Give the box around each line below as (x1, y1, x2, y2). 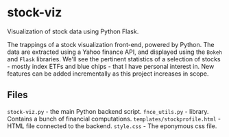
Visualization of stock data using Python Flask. (7, 27, 139, 35)
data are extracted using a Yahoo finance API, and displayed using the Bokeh (7, 48, 223, 56)
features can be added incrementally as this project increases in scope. (7, 70, 209, 78)
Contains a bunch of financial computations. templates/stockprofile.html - (7, 115, 221, 123)
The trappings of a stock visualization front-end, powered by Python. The (7, 40, 215, 48)
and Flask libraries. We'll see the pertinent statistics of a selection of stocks (7, 55, 221, 63)
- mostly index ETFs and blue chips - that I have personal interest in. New (7, 62, 215, 70)
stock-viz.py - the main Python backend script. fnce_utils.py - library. (7, 107, 209, 115)
